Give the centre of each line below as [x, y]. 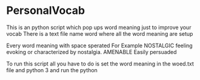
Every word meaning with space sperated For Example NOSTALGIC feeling [99, 45]
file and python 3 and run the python [52, 70]
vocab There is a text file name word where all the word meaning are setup [100, 33]
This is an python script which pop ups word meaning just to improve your [99, 27]
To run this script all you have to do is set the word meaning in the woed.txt [100, 64]
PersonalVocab [46, 11]
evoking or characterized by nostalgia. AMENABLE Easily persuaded [92, 52]
